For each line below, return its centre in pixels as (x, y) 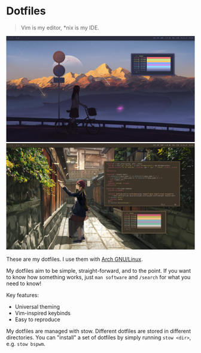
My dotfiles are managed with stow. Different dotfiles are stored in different (99, 331)
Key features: (22, 295)
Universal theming (37, 306)
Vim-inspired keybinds (42, 313)
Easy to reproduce (38, 319)
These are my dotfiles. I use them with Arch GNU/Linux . (74, 259)
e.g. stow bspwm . (26, 343)
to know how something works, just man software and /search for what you (98, 277)
